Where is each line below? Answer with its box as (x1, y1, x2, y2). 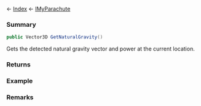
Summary (6, 20, 37, 29)
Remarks (6, 93, 34, 101)
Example (6, 77, 33, 85)
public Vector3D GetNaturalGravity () (6, 34, 103, 40)
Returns (6, 60, 31, 69)
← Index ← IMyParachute (6, 5, 71, 12)
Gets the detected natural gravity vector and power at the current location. (6, 45, 195, 52)
